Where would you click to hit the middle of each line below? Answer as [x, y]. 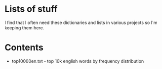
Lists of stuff [31, 9]
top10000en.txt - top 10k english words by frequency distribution [78, 61]
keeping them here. [24, 27]
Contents [24, 48]
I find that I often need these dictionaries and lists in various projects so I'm [81, 23]
